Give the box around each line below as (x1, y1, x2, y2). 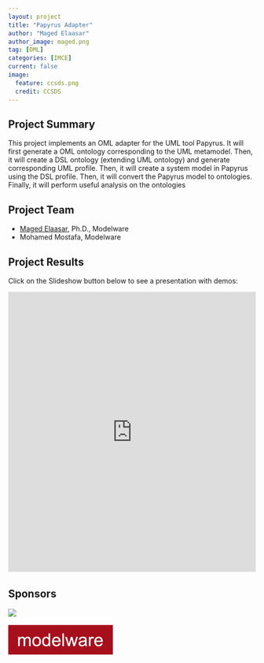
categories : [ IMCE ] (8, 54, 72, 62)
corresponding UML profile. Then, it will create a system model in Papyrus (8, 164, 248, 173)
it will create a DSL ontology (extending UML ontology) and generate (8, 155, 230, 165)
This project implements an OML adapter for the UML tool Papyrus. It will (8, 139, 244, 148)
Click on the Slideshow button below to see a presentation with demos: (8, 276, 238, 285)
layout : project (8, 13, 61, 20)
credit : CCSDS (15, 87, 61, 95)
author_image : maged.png (8, 38, 90, 46)
